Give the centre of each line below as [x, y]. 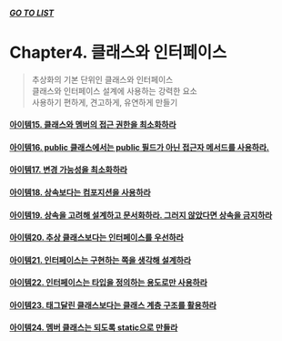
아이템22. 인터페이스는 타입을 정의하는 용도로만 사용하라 [108, 283]
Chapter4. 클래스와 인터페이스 [118, 52]
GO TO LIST [32, 13]
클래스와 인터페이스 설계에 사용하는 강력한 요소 [114, 90]
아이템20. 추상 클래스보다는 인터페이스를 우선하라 [96, 238]
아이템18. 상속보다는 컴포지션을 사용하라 [81, 192]
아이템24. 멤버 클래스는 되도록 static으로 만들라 [94, 327]
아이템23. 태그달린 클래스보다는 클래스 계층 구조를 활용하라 [113, 305]
